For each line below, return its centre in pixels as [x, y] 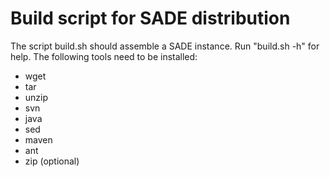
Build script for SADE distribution [150, 18]
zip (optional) [52, 161]
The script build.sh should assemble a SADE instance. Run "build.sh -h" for [165, 46]
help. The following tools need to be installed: [104, 56]
